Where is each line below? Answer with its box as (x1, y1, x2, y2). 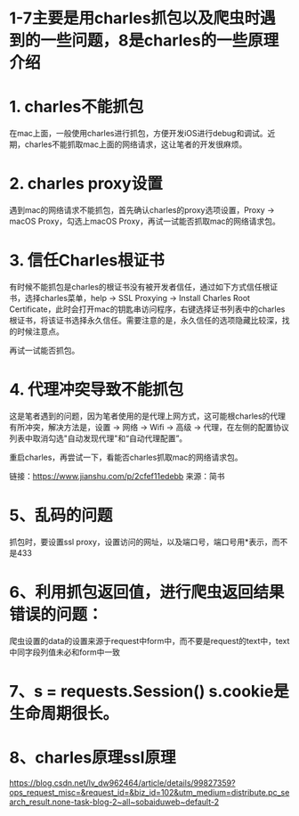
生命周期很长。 (9, 704, 119, 723)
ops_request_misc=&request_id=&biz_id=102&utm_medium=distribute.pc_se (9, 787, 290, 797)
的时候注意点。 (9, 326, 64, 337)
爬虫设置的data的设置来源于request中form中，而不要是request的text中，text (9, 635, 290, 646)
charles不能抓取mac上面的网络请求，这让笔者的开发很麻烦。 (24, 139, 247, 150)
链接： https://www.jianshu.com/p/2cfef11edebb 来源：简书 (9, 470, 225, 481)
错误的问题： (9, 605, 104, 624)
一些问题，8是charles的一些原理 (40, 30, 279, 51)
